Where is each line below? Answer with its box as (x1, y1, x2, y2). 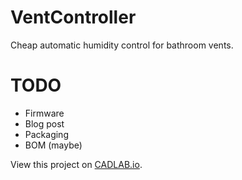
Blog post (24, 117, 65, 130)
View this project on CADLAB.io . (10, 158, 143, 170)
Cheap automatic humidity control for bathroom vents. (10, 39, 234, 51)
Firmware (24, 107, 65, 119)
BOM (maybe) (24, 139, 83, 151)
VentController (10, 6, 137, 29)
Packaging (24, 128, 69, 140)
